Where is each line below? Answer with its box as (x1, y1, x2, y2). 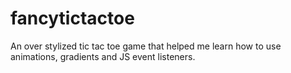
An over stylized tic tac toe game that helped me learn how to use (10, 40, 282, 52)
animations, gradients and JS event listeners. (10, 50, 196, 62)
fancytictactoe (10, 7, 135, 30)
